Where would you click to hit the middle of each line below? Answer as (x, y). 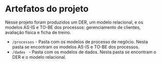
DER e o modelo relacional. (39, 57)
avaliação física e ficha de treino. (38, 32)
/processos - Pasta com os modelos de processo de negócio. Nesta (80, 41)
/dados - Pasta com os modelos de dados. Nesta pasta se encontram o (84, 52)
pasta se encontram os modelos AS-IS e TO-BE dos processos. (76, 47)
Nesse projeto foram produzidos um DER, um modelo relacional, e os (74, 22)
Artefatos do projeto (47, 9)
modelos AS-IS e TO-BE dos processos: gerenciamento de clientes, (73, 27)
